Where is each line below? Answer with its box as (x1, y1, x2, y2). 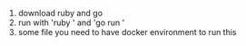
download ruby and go (17, 8, 103, 18)
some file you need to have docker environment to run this (17, 27, 238, 37)
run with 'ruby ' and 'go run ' (17, 17, 125, 28)
